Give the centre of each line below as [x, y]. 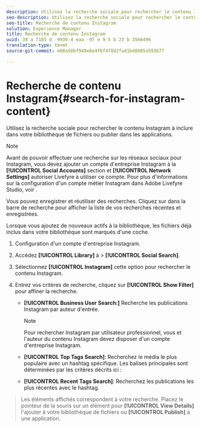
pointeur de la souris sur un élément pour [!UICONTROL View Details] [107, 405]
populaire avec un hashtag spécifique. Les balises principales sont [106, 363]
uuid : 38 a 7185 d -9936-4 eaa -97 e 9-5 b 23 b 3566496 [79, 40]
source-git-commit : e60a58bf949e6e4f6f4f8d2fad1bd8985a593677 [85, 51]
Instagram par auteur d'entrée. [62, 309]
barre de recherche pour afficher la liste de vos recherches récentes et [94, 207]
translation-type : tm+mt [37, 46]
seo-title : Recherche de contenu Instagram [61, 23]
